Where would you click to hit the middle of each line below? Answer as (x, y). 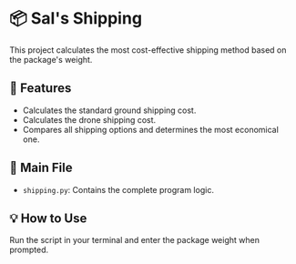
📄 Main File (41, 168)
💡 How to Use (48, 218)
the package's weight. (51, 59)
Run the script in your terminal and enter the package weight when (134, 240)
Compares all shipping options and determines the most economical (151, 129)
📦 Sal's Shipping (76, 19)
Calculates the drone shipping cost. (89, 119)
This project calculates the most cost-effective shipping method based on (148, 50)
